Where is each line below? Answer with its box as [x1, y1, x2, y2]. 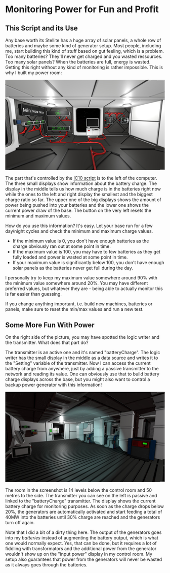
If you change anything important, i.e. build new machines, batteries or [5, 301, 153, 307]
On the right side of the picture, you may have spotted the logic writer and [5, 334, 160, 340]
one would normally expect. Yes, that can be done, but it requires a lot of [5, 540, 157, 546]
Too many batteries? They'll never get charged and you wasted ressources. [5, 53, 163, 59]
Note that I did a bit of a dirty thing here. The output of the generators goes [5, 529, 162, 535]
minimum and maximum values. [5, 212, 71, 219]
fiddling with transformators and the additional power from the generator [5, 545, 157, 552]
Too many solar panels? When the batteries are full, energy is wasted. [5, 59, 151, 65]
